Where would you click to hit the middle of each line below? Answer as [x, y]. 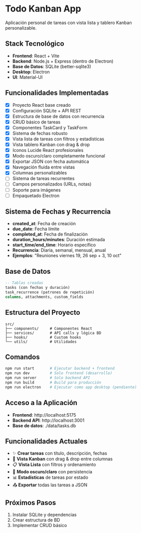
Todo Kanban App [43, 9]
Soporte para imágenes [36, 190]
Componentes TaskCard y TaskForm [50, 127]
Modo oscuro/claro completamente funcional [59, 156]
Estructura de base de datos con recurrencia [58, 116]
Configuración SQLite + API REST [47, 110]
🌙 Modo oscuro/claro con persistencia [52, 472]
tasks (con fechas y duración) [38, 288]
